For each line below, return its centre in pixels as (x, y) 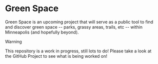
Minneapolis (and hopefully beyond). (42, 32)
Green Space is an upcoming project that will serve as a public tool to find (79, 22)
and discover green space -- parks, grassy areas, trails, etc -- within (74, 27)
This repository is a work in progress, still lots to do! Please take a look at (78, 51)
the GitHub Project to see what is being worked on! (56, 56)
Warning (13, 41)
